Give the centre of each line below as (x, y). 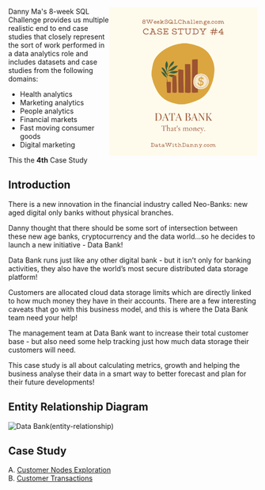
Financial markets (48, 119)
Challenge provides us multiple (59, 20)
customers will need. (42, 350)
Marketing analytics (52, 103)
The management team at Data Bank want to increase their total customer (129, 333)
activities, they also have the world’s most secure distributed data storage (128, 268)
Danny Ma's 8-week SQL (49, 11)
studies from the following (51, 70)
